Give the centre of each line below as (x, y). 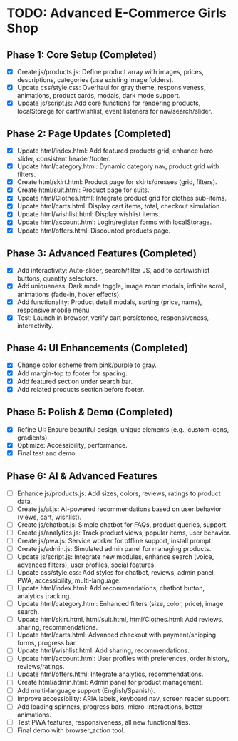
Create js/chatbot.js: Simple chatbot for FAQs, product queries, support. (123, 524)
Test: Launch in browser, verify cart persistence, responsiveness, (113, 317)
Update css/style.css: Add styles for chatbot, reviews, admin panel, (116, 572)
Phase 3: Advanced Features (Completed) (102, 253)
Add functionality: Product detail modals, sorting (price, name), (109, 302)
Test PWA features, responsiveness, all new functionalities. (103, 722)
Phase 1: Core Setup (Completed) (82, 55)
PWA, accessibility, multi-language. (69, 580)
